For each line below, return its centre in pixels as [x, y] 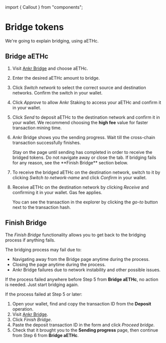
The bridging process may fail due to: [43, 249]
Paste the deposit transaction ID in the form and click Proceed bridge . [83, 325]
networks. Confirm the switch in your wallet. [57, 93]
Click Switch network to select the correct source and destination [79, 87]
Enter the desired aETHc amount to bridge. [56, 78]
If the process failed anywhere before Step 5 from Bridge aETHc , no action [82, 279]
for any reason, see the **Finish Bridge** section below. [70, 162]
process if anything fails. [30, 240]
